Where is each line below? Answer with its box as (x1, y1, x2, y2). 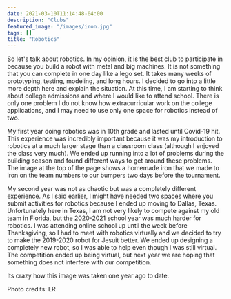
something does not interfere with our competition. (7, 258, 152, 266)
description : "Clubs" (7, 17, 70, 24)
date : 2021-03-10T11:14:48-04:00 (7, 10, 103, 17)
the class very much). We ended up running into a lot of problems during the (7, 149, 225, 158)
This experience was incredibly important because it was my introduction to (7, 134, 223, 143)
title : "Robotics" (7, 36, 60, 43)
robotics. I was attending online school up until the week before (7, 221, 188, 230)
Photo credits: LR (7, 285, 57, 293)
